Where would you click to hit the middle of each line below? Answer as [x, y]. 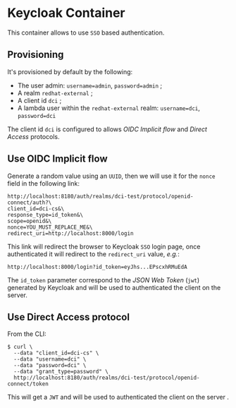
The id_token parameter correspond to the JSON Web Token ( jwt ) [104, 280]
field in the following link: [43, 183]
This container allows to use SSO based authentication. [86, 32]
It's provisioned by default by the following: [70, 71]
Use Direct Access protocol [69, 317]
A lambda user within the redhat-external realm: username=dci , [109, 108]
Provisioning [36, 55]
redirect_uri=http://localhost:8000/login [70, 233]
